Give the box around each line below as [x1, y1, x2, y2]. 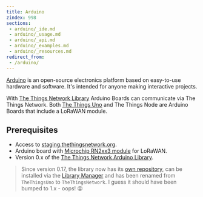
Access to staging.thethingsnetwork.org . [15, 141, 117, 149]
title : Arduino [6, 8, 45, 15]
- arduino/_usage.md [8, 32, 61, 38]
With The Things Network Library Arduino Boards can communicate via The [6, 95, 196, 102]
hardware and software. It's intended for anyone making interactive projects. [6, 82, 198, 90]
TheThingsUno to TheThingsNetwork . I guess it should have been [21, 178, 177, 185]
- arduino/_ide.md [8, 25, 56, 32]
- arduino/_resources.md [8, 48, 72, 55]
